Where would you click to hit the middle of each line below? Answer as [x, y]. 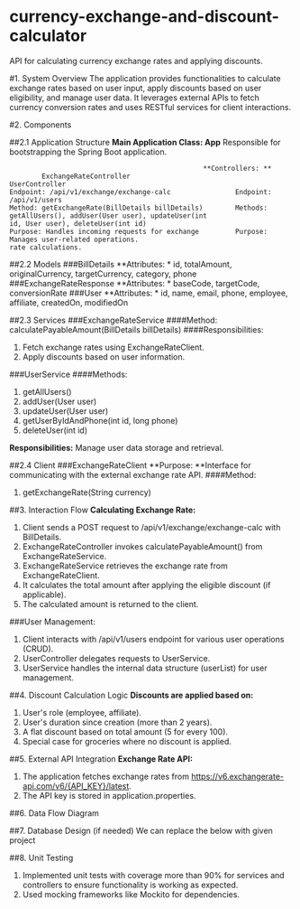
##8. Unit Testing [41, 857]
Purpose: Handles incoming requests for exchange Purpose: [139, 231]
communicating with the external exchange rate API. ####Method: [133, 474]
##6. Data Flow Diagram [54, 813]
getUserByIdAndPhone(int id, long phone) [100, 420]
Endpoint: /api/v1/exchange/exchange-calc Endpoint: [141, 192]
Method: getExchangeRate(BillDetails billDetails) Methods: [139, 208]
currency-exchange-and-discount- [144, 17]
